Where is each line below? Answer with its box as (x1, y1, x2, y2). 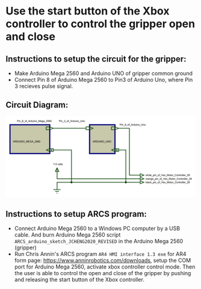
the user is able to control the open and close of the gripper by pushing (14, 270, 191, 277)
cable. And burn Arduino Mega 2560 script (14, 231, 121, 238)
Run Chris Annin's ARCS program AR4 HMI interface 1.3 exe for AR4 (14, 250, 187, 258)
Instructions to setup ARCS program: (5, 209, 147, 219)
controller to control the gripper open (5, 17, 196, 31)
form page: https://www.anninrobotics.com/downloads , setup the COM (14, 257, 191, 264)
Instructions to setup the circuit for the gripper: (5, 54, 187, 64)
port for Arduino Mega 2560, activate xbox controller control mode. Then (14, 263, 196, 270)
